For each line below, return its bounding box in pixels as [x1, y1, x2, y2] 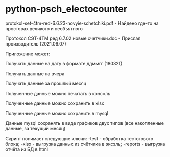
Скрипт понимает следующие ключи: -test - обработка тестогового [5, 135, 154, 141]
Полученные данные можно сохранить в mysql [5, 110, 109, 116]
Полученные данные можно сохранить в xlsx [5, 100, 104, 106]
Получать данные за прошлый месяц [5, 80, 87, 86]
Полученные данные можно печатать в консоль [5, 90, 111, 96]
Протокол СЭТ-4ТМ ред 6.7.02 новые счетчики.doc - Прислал [5, 35, 141, 41]
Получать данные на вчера [5, 70, 65, 77]
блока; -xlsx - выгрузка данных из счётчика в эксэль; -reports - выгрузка [5, 141, 165, 147]
